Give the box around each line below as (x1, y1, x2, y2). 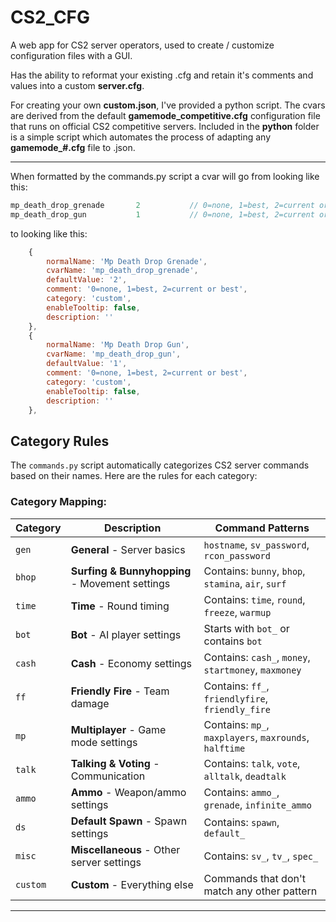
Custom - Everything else (70, 877, 194, 891)
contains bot (203, 634, 263, 648)
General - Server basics (70, 542, 186, 556)
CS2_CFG (10, 6, 91, 29)
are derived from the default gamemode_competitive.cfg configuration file (10, 109, 321, 121)
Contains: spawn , (203, 815, 280, 829)
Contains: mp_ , (203, 717, 270, 731)
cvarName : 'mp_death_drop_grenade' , (46, 266, 199, 276)
